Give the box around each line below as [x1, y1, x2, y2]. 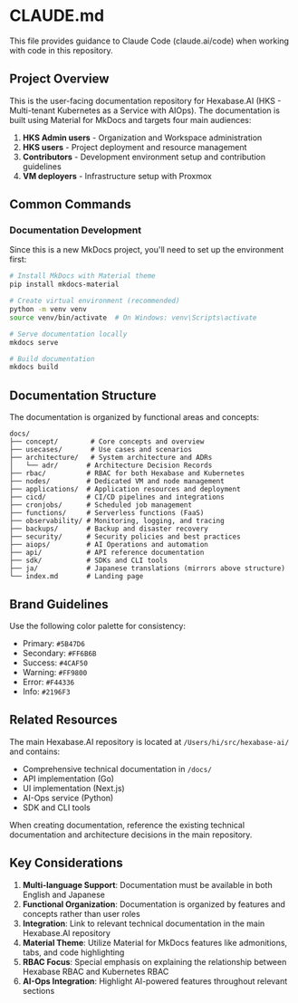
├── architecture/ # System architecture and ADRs [9, 454, 213, 463]
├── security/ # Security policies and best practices [9, 532, 242, 541]
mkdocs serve [9, 338, 59, 347]
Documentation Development [9, 224, 142, 236]
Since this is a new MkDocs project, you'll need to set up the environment [9, 244, 284, 255]
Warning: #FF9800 [22, 666, 88, 677]
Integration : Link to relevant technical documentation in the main [22, 918, 265, 929]
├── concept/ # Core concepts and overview [9, 437, 205, 446]
